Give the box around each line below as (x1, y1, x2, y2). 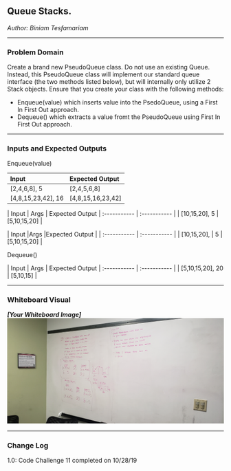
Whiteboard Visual (7, 295, 71, 305)
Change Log (7, 440, 49, 450)
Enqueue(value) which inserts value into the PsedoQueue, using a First (16, 98, 218, 107)
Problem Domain (7, 47, 64, 57)
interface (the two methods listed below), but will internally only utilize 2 (7, 78, 211, 86)
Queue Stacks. (7, 6, 72, 17)
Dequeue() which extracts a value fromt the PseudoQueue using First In (16, 113, 221, 121)
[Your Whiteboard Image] (7, 311, 82, 319)
